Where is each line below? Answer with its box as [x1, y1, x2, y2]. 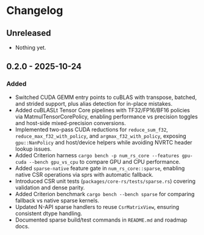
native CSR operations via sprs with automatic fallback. [15, 171, 154, 178]
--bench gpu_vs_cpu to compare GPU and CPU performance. [29, 158, 181, 165]
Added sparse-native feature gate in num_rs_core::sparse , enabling [15, 165, 185, 172]
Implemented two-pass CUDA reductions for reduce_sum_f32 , [15, 126, 169, 133]
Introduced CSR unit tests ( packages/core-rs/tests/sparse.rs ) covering [15, 177, 196, 185]
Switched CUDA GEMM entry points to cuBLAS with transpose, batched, [15, 94, 197, 101]
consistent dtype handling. [15, 209, 82, 217]
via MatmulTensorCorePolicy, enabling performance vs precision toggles [15, 113, 198, 120]
